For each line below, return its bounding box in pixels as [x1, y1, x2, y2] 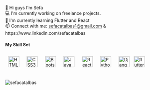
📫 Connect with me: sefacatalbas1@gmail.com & [5, 23, 106, 29]
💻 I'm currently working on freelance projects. [5, 10, 101, 16]
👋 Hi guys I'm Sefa [5, 5, 43, 11]
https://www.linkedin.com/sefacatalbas [5, 30, 86, 36]
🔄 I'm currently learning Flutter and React [5, 17, 90, 23]
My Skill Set [5, 41, 30, 47]
